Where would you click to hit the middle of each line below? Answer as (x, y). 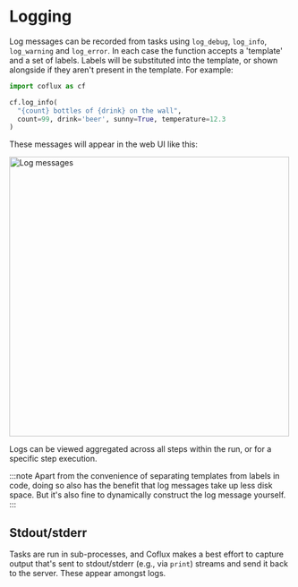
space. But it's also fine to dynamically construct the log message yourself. (148, 495)
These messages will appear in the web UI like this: (104, 144)
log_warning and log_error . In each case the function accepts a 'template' (146, 50)
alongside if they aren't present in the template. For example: (122, 70)
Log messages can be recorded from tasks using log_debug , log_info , (138, 41)
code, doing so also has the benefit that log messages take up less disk (141, 486)
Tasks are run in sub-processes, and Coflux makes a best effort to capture (147, 554)
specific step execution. (53, 459)
